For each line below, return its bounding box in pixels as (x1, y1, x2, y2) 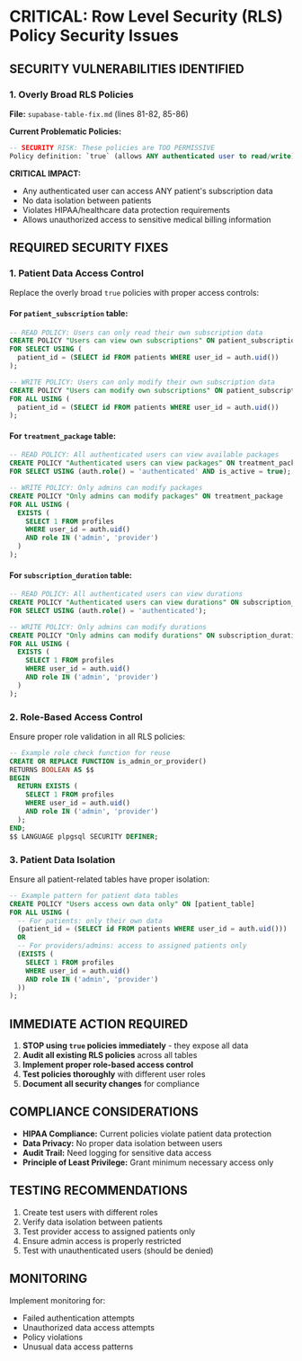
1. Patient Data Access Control (9, 267, 144, 280)
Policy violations (22, 1331, 84, 1342)
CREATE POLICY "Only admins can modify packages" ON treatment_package (9, 492, 283, 501)
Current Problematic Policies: (9, 126, 122, 137)
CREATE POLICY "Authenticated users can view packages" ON (9, 458, 235, 468)
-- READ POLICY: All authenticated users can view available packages (9, 450, 280, 459)
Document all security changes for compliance (22, 1079, 200, 1090)
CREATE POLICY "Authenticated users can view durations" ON (9, 598, 240, 608)
